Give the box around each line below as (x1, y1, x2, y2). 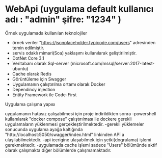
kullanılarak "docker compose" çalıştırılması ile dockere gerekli (5, 116, 132, 122)
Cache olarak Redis (12, 71, 52, 77)
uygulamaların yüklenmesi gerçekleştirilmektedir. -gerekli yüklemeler (5, 121, 144, 127)
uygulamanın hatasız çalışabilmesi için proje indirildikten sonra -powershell (5, 110, 156, 116)
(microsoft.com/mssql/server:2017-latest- (70, 60, 155, 66)
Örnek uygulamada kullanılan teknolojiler (5, 30, 87, 36)
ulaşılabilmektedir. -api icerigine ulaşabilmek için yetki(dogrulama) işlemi (5, 136, 151, 143)
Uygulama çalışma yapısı (5, 101, 55, 107)
